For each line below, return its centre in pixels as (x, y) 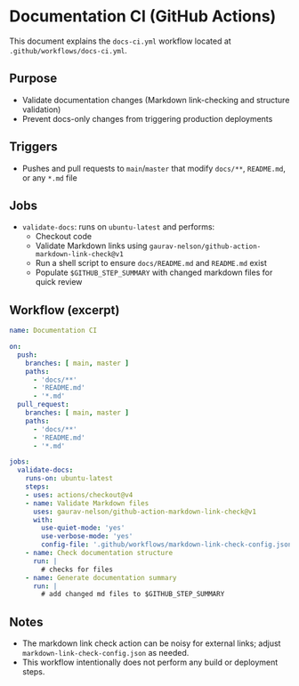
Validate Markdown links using (91, 246)
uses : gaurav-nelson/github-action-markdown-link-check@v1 (144, 512)
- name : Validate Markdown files (87, 503)
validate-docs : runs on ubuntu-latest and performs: (118, 227)
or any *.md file (49, 178)
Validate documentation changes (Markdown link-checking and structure (156, 100)
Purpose (33, 79)
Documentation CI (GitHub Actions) (143, 16)
